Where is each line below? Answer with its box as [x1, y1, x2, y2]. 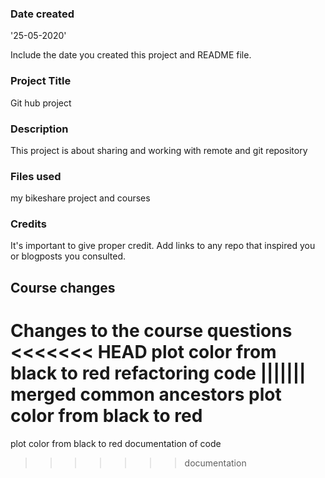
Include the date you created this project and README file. [10, 49, 252, 61]
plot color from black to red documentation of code [10, 437, 222, 449]
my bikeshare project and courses [10, 192, 151, 204]
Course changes [10, 279, 116, 296]
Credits [10, 217, 47, 231]
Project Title [10, 74, 72, 88]
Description [10, 122, 69, 136]
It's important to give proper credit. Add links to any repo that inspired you [10, 240, 316, 252]
